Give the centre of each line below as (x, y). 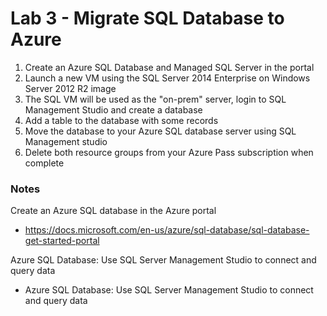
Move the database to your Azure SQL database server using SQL (160, 131)
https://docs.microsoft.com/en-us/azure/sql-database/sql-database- (167, 230)
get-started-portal (62, 241)
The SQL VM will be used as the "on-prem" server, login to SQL (155, 99)
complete (44, 163)
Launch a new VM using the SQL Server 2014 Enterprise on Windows (167, 78)
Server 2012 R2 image (70, 88)
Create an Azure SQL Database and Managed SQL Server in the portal (169, 67)
